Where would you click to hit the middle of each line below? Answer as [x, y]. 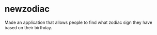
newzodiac [27, 9]
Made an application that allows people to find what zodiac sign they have [78, 22]
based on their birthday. [28, 27]
